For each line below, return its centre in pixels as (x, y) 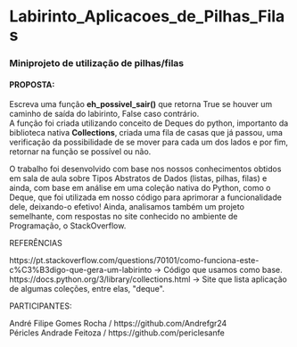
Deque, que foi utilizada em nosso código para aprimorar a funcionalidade (146, 197)
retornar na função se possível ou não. (80, 152)
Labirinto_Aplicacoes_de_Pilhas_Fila (147, 17)
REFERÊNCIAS (36, 244)
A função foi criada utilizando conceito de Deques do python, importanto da (149, 123)
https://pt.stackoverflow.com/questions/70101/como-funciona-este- (134, 260)
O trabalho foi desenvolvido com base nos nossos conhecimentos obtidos (145, 169)
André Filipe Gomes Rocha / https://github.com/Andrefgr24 (118, 324)
